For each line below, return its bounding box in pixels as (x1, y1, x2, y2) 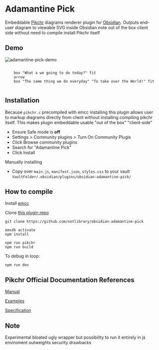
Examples (5, 298, 25, 304)
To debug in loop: (5, 253, 40, 259)
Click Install (12, 150, 35, 155)
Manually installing (5, 159, 43, 165)
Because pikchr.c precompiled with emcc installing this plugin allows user (5, 109, 153, 115)
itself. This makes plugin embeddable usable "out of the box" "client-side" (5, 119, 153, 125)
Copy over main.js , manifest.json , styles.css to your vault (12, 168, 130, 174)
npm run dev (5, 263, 29, 267)
